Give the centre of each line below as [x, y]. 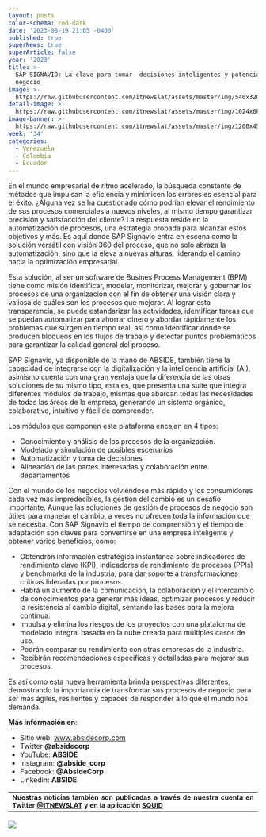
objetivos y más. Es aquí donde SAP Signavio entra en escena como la [123, 237]
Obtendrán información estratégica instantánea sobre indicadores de [132, 557]
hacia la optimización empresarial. [64, 262]
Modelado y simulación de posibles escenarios [96, 450]
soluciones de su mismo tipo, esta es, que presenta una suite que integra [127, 385]
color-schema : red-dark [47, 23]
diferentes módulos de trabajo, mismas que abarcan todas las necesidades [131, 394]
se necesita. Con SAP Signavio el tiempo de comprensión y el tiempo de [126, 524]
